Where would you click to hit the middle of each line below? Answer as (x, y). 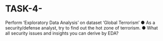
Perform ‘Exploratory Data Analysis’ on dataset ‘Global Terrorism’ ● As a (80, 22)
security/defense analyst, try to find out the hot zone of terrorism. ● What (81, 27)
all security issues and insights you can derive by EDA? (62, 33)
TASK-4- (24, 9)
